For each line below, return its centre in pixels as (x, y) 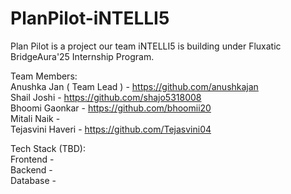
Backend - (31, 169)
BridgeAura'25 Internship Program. (82, 56)
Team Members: (44, 76)
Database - (33, 180)
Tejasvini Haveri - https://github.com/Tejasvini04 (111, 129)
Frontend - (32, 159)
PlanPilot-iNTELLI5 (90, 18)
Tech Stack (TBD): (48, 148)
